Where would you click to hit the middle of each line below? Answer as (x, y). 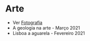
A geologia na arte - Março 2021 (46, 27)
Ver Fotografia (28, 22)
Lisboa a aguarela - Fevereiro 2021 (49, 33)
